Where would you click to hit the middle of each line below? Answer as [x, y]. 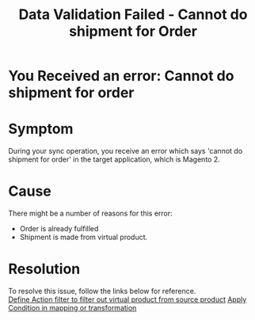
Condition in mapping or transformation [72, 308]
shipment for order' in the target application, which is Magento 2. [114, 159]
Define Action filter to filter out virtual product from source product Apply [127, 299]
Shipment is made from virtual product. [84, 237]
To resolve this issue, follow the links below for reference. [102, 291]
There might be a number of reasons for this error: [90, 213]
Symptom [41, 129]
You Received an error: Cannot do [121, 76]
